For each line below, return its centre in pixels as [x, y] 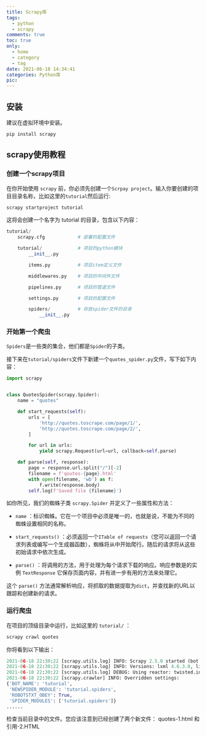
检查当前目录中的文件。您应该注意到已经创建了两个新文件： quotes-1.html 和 [103, 719]
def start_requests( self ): [52, 412]
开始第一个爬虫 [29, 332]
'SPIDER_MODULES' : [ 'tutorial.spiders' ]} [63, 701]
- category [26, 58]
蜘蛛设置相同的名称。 [42, 524]
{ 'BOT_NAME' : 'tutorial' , [39, 684]
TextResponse [39, 573]
